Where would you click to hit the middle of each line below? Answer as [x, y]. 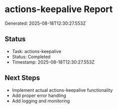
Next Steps [22, 78]
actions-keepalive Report [59, 9]
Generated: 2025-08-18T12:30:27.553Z [45, 23]
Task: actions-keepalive [36, 51]
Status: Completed [31, 57]
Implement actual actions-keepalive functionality [62, 90]
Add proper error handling [39, 95]
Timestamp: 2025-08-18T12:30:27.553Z [53, 62]
